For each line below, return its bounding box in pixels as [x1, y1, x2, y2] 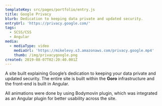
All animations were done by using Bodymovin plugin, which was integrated [5, 90, 158, 96]
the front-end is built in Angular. [5, 81, 69, 87]
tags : [5, 25, 16, 30]
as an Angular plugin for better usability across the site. [5, 96, 116, 102]
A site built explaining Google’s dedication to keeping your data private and [5, 70, 156, 76]
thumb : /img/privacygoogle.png [14, 52, 78, 58]
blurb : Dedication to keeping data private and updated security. [5, 16, 143, 21]
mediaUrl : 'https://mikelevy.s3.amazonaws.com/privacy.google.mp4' [14, 48, 154, 53]
